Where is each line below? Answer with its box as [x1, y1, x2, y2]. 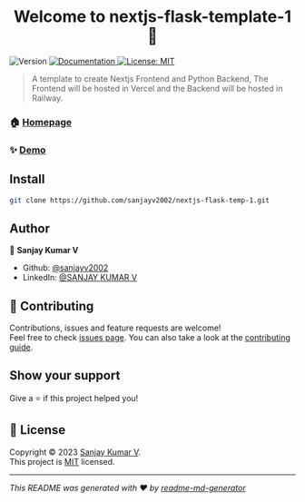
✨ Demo [9, 143, 46, 156]
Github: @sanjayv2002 [22, 262, 109, 273]
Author [9, 221, 50, 236]
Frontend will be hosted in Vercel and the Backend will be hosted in [31, 83, 283, 94]
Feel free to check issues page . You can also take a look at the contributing [9, 332, 290, 343]
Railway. [31, 93, 64, 103]
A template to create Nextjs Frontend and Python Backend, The [31, 73, 269, 84]
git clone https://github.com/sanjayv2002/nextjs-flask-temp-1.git [9, 195, 271, 205]
